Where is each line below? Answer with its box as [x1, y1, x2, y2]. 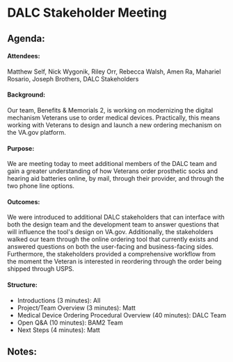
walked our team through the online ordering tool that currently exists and [7, 235, 218, 244]
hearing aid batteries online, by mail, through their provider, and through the [7, 174, 225, 183]
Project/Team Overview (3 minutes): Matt [17, 304, 136, 312]
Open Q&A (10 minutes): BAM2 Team [17, 318, 123, 327]
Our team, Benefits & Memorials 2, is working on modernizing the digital [7, 106, 214, 114]
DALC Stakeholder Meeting [7, 5, 167, 21]
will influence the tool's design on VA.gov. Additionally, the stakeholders [7, 228, 214, 236]
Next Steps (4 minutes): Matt [17, 325, 101, 334]
